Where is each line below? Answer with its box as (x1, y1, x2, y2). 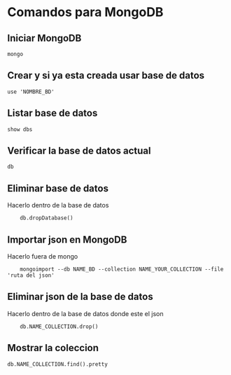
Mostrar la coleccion (7, 342, 99, 354)
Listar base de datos (7, 107, 98, 119)
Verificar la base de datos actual (7, 145, 151, 157)
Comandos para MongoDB (7, 4, 164, 20)
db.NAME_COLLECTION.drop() (20, 323, 99, 330)
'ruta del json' (7, 272, 55, 279)
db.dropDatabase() (20, 214, 73, 221)
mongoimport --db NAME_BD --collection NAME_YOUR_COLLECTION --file (20, 266, 224, 273)
